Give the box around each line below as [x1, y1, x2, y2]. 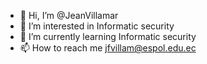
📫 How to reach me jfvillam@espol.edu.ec [19, 42, 197, 54]
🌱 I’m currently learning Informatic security [19, 31, 197, 42]
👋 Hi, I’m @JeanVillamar [19, 10, 119, 21]
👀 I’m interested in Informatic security [19, 20, 175, 32]
